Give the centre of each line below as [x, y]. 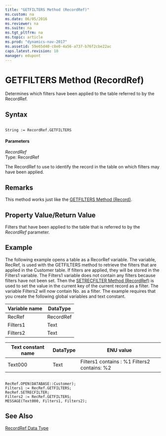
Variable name [25, 308]
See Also [19, 416]
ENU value [120, 350]
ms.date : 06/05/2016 [26, 19]
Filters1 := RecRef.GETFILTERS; [38, 388]
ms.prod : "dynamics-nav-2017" [36, 42]
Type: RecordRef [22, 157]
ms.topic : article [24, 38]
